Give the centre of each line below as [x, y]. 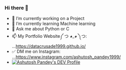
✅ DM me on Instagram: [36, 51]
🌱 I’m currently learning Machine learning [53, 23]
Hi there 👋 [17, 8]
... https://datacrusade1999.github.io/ [49, 47]
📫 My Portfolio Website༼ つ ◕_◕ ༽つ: [49, 36]
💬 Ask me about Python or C [40, 29]
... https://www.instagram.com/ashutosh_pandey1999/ [66, 57]
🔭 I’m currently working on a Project [48, 19]
